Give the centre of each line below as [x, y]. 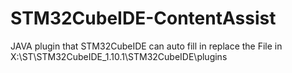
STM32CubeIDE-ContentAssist [143, 18]
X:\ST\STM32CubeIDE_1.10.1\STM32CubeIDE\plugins [119, 56]
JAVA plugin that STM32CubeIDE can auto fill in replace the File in [146, 46]
